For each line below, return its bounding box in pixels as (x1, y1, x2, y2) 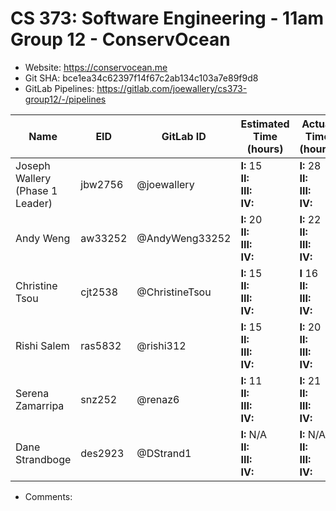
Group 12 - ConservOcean (10, 28, 231, 51)
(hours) (246, 142, 284, 156)
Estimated (240, 117, 290, 131)
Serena (15, 386, 50, 400)
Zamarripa (15, 398, 65, 412)
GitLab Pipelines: (24, 82, 95, 94)
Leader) (15, 196, 53, 210)
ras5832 (80, 338, 122, 352)
